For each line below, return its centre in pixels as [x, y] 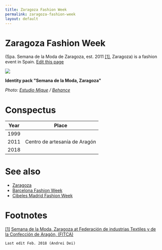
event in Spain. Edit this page [35, 62]
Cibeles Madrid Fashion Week [42, 196]
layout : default [22, 19]
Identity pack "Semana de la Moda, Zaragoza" [53, 81]
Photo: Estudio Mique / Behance [38, 90]
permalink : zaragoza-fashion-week [40, 14]
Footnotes [26, 215]
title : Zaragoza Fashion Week [36, 10]
